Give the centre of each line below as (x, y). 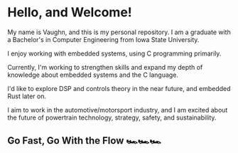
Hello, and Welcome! (70, 12)
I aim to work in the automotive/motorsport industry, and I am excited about (118, 110)
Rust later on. (27, 96)
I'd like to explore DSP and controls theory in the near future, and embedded (119, 88)
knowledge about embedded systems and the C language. (93, 75)
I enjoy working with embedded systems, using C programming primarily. (114, 53)
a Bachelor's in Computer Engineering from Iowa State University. (103, 39)
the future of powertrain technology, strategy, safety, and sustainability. (112, 117)
